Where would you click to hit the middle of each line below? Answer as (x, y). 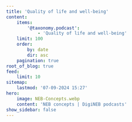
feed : (13, 72)
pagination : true (38, 60)
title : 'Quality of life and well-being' (57, 11)
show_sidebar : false (31, 110)
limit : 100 (30, 39)
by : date (38, 50)
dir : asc (38, 55)
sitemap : (17, 83)
